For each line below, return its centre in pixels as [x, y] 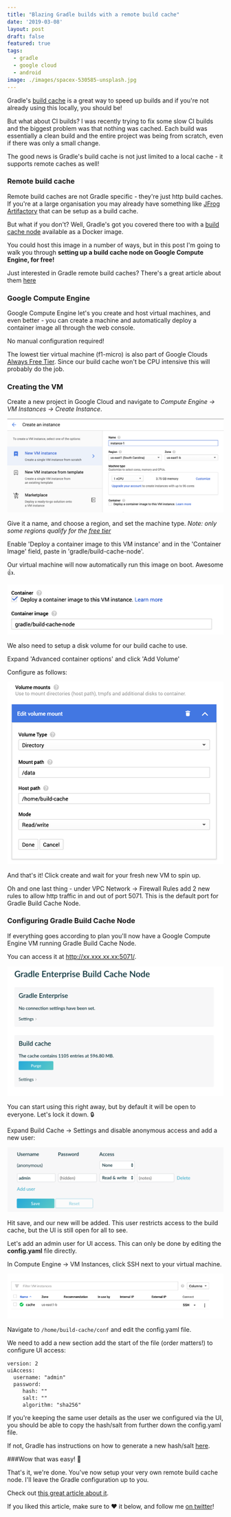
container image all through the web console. [71, 328]
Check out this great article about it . [58, 1493]
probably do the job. [36, 369]
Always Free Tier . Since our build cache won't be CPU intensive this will [109, 362]
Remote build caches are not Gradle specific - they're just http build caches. [115, 196]
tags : [15, 51]
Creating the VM [35, 387]
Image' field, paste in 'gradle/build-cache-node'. [76, 551]
